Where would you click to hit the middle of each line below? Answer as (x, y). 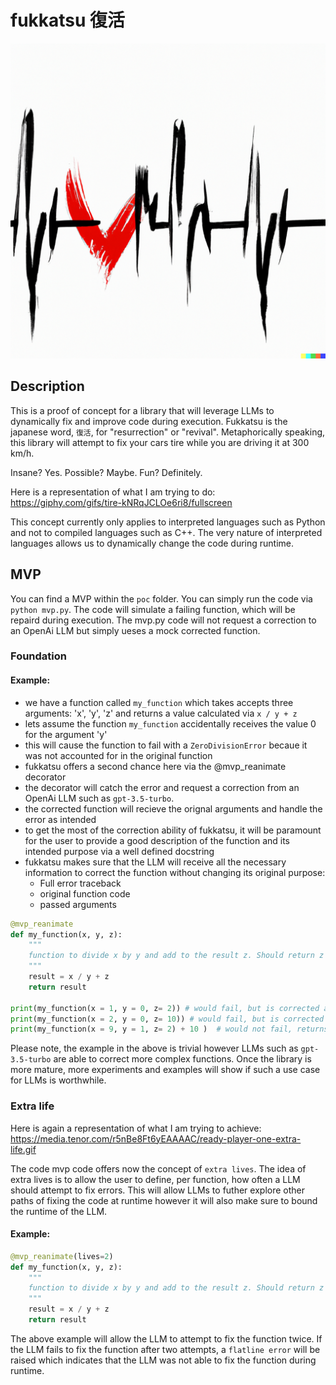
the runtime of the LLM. (59, 1211)
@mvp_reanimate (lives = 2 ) (62, 1256)
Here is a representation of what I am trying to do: (113, 492)
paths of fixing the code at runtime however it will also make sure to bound (164, 1200)
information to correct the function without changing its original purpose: (175, 872)
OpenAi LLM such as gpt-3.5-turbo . (99, 798)
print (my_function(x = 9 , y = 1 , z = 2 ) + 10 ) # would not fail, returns (169, 1029)
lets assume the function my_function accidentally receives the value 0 (170, 723)
